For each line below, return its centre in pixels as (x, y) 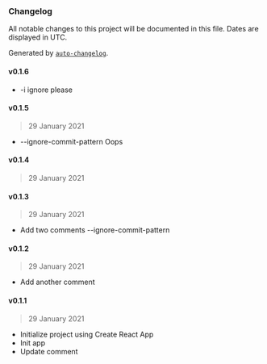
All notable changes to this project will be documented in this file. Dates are (134, 29)
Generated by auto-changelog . (58, 53)
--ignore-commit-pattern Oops (71, 141)
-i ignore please (46, 90)
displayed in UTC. (38, 37)
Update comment (49, 351)
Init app (33, 343)
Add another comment (57, 282)
